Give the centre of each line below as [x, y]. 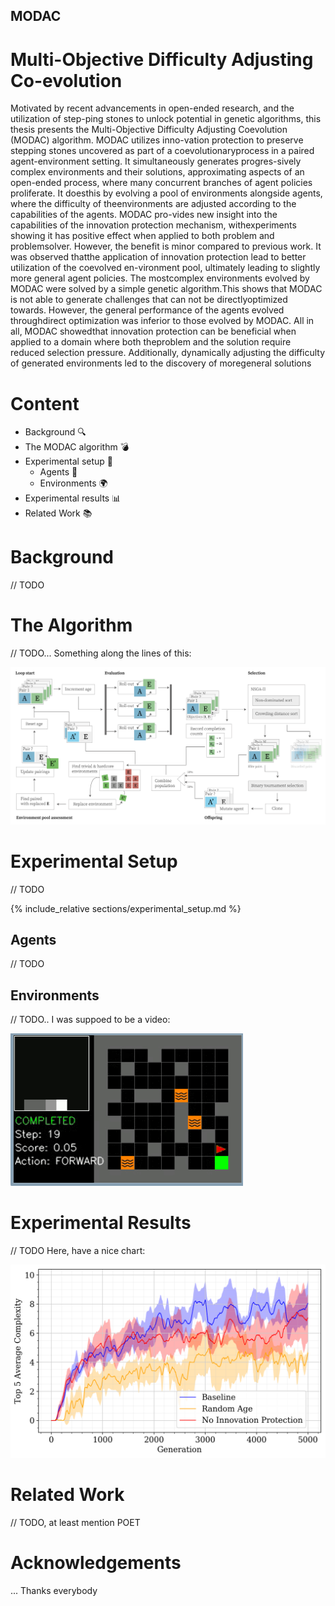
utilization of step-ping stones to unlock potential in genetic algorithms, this [166, 119]
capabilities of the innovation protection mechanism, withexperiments [153, 225]
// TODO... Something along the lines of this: [101, 653]
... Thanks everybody [54, 1591]
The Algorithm [71, 625]
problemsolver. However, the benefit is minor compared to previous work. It [166, 246]
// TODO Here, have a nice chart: [78, 1251]
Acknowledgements [96, 1563]
